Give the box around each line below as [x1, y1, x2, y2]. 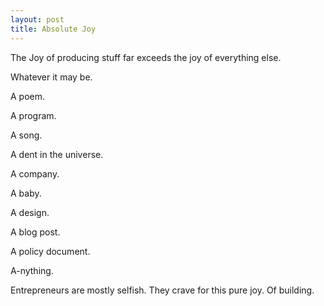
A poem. [10, 90, 46, 102]
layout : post [10, 14, 65, 25]
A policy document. [10, 245, 91, 257]
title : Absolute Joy [10, 24, 97, 34]
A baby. [10, 187, 42, 199]
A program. [10, 109, 57, 121]
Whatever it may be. [10, 71, 93, 83]
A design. [10, 206, 50, 218]
